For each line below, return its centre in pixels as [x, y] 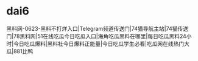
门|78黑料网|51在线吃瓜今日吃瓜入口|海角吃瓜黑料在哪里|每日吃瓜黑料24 [97, 36]
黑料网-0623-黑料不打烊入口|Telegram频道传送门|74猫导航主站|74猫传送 [97, 28]
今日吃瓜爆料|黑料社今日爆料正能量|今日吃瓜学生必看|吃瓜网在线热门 [99, 43]
